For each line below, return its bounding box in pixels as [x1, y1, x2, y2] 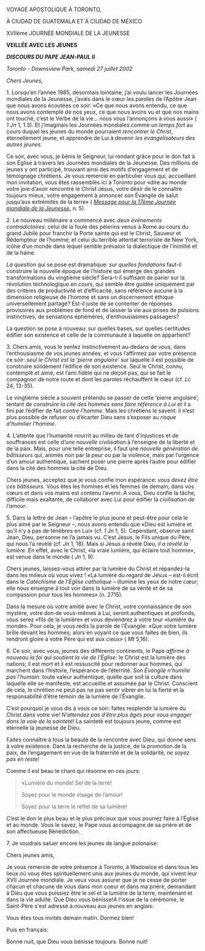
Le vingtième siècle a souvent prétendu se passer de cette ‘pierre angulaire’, [6, 394, 199, 401]
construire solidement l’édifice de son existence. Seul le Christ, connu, [6, 363, 184, 370]
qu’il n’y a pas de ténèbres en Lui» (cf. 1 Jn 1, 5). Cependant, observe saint [6, 527, 194, 534]
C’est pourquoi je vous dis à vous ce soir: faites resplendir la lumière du [6, 704, 187, 712]
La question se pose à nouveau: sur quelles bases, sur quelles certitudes [6, 325, 190, 332]
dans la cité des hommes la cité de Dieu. [6, 464, 108, 471]
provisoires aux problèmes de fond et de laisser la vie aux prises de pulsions [6, 307, 199, 313]
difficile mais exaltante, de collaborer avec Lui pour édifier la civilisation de [6, 496, 195, 503]
